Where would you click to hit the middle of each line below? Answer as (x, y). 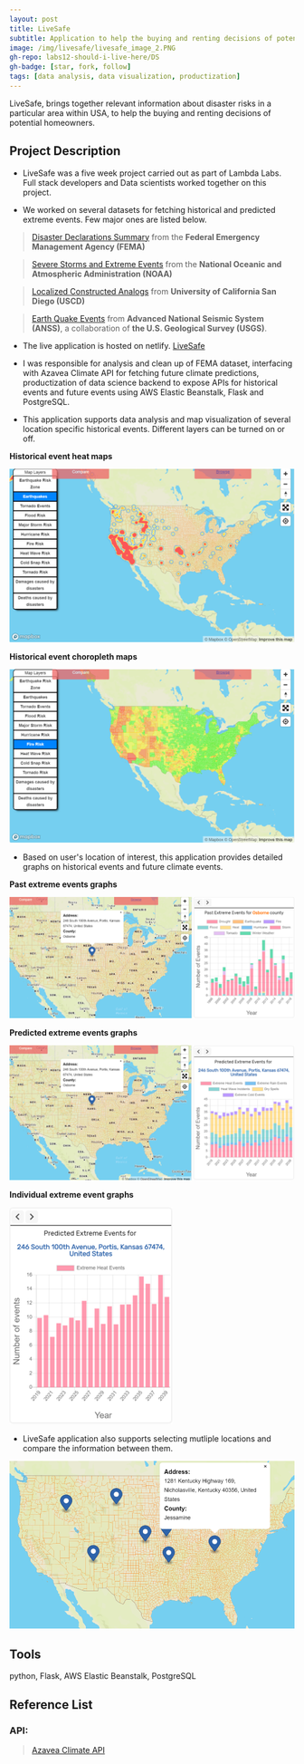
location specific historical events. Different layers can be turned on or (153, 429)
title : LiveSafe (40, 29)
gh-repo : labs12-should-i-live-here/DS (85, 58)
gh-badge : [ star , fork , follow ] (70, 67)
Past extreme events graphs (63, 884)
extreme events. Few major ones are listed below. (114, 219)
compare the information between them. (98, 1448)
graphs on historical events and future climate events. (123, 867)
